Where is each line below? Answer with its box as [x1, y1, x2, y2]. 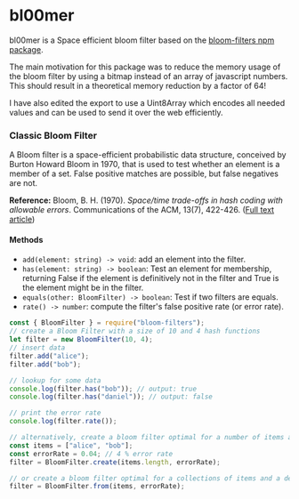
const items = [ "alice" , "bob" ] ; [9, 441, 133, 450]
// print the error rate [9, 408, 101, 418]
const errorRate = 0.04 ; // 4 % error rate [9, 449, 174, 458]
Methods [9, 234, 44, 245]
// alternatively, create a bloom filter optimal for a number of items [9, 433, 285, 442]
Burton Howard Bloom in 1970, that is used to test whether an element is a [9, 159, 280, 170]
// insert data [9, 343, 66, 352]
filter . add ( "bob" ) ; [9, 359, 82, 369]
